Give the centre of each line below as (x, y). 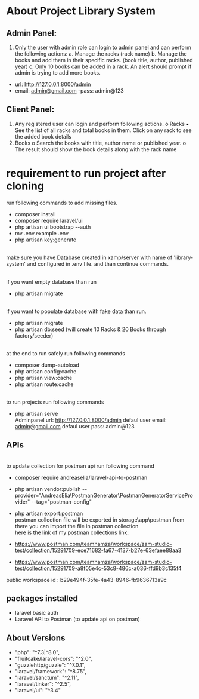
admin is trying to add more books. (57, 73)
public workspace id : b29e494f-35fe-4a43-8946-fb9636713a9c (86, 580)
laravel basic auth (36, 613)
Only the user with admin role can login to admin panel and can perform (103, 47)
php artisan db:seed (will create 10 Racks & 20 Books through (90, 329)
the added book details (43, 136)
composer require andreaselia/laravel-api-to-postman (81, 477)
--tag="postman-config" (62, 502)
